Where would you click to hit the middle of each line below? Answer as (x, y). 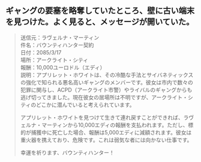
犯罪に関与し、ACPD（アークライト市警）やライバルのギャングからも (106, 90)
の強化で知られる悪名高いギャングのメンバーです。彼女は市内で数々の (106, 82)
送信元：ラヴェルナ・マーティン (60, 37)
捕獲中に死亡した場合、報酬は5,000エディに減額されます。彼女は (111, 132)
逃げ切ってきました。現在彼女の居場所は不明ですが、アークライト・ (104, 97)
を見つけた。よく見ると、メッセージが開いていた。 (100, 22)
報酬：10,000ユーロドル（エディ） (63, 67)
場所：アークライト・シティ (54, 60)
